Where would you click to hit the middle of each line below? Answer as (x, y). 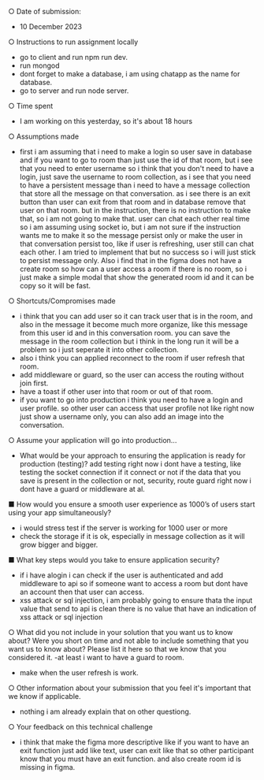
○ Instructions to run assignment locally (73, 42)
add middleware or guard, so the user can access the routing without (132, 375)
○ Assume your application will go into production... (93, 440)
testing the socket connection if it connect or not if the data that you (130, 472)
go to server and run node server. (74, 91)
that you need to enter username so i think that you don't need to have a (137, 168)
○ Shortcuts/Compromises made (62, 301)
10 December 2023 (51, 26)
